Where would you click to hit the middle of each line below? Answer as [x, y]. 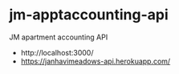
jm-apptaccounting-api [89, 15]
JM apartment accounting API [59, 37]
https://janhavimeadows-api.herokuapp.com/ [96, 61]
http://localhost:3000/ [57, 52]
